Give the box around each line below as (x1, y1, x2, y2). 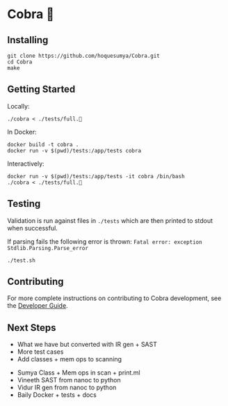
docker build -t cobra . (7, 141, 79, 148)
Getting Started (7, 84, 76, 95)
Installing (7, 34, 49, 46)
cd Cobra (7, 58, 33, 65)
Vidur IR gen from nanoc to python (17, 383, 117, 392)
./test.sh (7, 257, 36, 264)
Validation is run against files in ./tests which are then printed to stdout (7, 216, 213, 225)
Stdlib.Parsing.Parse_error (7, 244, 89, 251)
